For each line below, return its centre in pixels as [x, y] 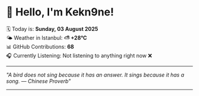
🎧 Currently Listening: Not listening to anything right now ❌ [79, 55]
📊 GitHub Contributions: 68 [40, 46]
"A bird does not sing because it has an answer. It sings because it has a [95, 75]
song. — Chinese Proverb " [38, 81]
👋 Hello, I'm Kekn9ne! [60, 12]
